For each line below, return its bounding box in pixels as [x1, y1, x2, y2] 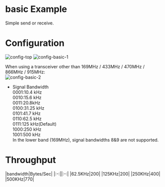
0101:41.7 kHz [12, 110, 41, 116]
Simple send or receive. [5, 20, 54, 26]
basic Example [5, 3, 67, 15]
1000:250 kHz [12, 126, 41, 132]
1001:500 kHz [12, 131, 41, 138]
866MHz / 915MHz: [5, 69, 45, 75]
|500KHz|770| [5, 176, 34, 182]
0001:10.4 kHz [12, 89, 42, 95]
